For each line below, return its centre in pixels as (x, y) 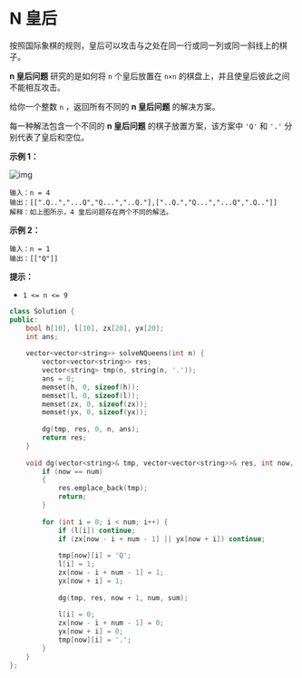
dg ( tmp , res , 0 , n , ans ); (91, 430)
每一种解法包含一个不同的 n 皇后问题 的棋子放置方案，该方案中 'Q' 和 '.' (146, 126)
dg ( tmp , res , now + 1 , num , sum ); (123, 598)
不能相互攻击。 (37, 87)
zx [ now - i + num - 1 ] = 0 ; (111, 623)
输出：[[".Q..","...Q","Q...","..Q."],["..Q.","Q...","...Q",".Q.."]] (144, 202)
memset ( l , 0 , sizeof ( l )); (91, 395)
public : (24, 320)
